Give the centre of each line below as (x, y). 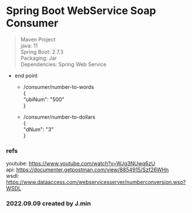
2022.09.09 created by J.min (49, 204)
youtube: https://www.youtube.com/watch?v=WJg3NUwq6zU (80, 164)
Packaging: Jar (39, 58)
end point (26, 75)
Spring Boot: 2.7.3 (42, 51)
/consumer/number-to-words (59, 87)
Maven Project (38, 39)
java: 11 (29, 46)
